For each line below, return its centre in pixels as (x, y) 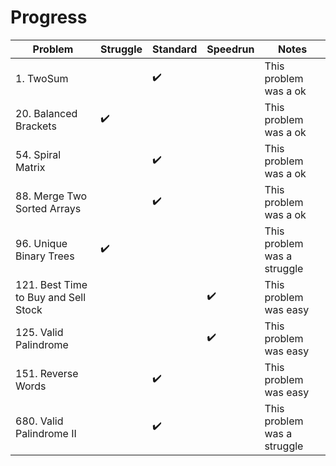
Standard (175, 49)
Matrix (30, 167)
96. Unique (41, 243)
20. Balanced (46, 113)
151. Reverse (47, 373)
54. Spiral (38, 154)
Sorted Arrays (48, 208)
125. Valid (39, 332)
